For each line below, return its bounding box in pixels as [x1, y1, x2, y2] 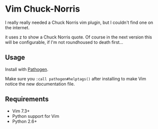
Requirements [5, 95, 49, 103]
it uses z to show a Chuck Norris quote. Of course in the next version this [5, 34, 152, 40]
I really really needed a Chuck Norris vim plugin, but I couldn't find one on [5, 19, 154, 25]
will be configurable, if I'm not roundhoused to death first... [5, 39, 123, 45]
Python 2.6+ [12, 118, 38, 124]
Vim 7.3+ [12, 108, 30, 114]
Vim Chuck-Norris [5, 3, 80, 15]
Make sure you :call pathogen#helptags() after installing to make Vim [5, 75, 146, 81]
